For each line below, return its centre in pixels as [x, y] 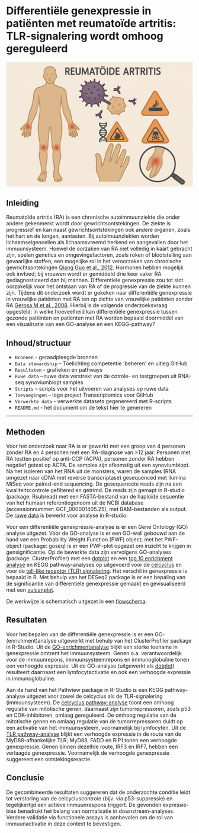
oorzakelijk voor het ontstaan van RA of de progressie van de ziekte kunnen [99, 286]
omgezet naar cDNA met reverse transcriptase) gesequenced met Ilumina [96, 478]
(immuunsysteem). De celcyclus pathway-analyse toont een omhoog [90, 702]
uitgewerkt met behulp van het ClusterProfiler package [125, 640]
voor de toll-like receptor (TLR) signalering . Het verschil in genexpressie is [97, 571]
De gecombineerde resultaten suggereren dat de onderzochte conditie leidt [98, 792]
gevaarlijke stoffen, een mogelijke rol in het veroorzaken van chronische [94, 261]
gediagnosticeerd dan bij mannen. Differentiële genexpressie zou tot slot [95, 280]
